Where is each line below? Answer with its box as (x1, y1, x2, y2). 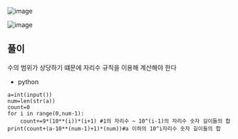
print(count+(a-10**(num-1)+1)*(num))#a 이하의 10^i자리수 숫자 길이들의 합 (7, 125, 221, 132)
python (17, 77, 39, 86)
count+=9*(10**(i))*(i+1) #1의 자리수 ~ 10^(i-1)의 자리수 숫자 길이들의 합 (20, 118, 231, 125)
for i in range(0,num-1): (7, 110, 84, 117)
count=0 (7, 103, 31, 110)
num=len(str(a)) (7, 97, 56, 105)
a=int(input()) (7, 91, 53, 98)
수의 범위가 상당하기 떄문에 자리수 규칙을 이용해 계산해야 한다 (7, 63, 177, 71)
